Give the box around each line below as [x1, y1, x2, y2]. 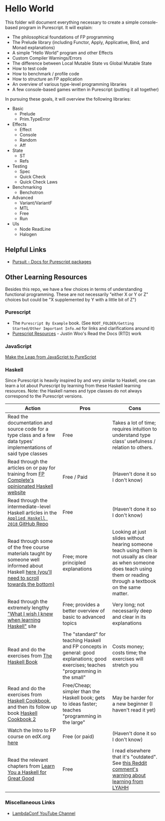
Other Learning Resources [5, 273, 87, 282]
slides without [112, 535, 145, 541]
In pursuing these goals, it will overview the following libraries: [5, 96, 131, 102]
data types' [7, 438, 34, 445]
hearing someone [112, 541, 153, 548]
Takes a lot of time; [112, 420, 156, 427]
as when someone [112, 559, 155, 566]
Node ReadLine [19, 226, 51, 232]
